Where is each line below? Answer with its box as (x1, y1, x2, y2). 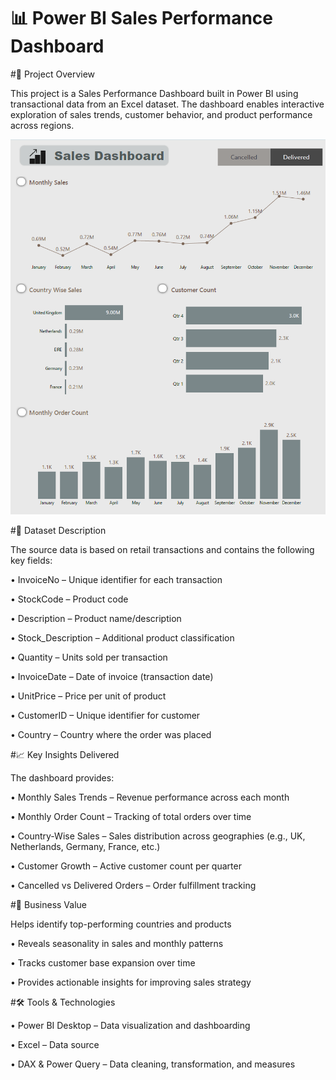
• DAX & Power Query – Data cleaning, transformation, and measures (10, 1058, 296, 1070)
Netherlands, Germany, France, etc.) (10, 841, 161, 853)
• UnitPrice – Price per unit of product (10, 690, 167, 702)
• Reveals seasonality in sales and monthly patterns (10, 938, 224, 950)
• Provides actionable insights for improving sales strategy (10, 976, 252, 989)
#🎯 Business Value (10, 899, 88, 911)
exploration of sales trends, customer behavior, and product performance (10, 108, 313, 120)
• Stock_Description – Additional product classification (10, 632, 235, 644)
